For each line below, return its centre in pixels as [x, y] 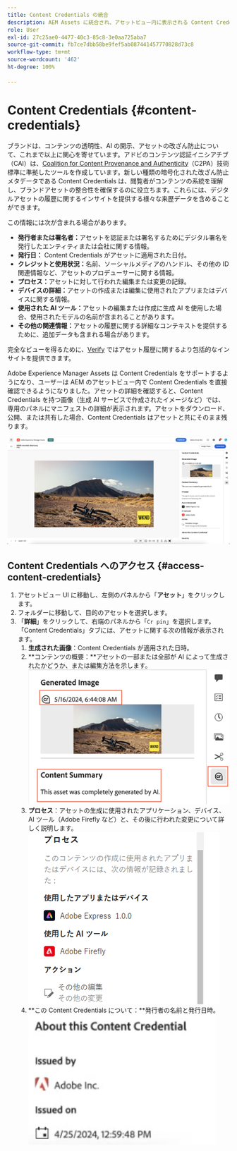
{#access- [181, 565]
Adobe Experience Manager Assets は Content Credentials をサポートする [115, 373]
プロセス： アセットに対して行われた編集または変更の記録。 [104, 281]
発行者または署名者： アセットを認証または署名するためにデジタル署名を [122, 237]
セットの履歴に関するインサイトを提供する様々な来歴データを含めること [124, 198]
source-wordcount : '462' [44, 60]
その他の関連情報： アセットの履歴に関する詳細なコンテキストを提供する [122, 325]
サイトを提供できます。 [41, 358]
